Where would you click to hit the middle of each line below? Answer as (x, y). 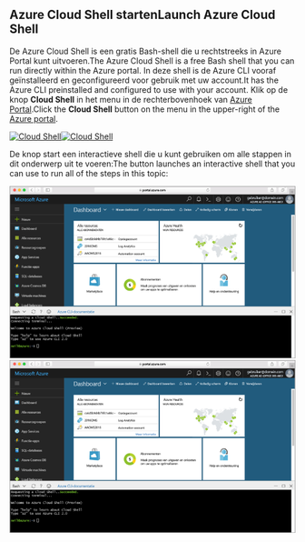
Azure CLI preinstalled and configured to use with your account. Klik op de (149, 89)
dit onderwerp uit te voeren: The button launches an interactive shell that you (152, 164)
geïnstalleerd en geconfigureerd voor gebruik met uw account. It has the (144, 80)
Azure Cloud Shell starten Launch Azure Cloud (143, 15)
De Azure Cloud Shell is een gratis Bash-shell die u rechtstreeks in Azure (145, 51)
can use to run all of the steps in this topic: (89, 173)
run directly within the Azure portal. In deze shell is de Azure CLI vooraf (143, 70)
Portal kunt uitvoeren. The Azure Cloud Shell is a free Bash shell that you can (152, 60)
